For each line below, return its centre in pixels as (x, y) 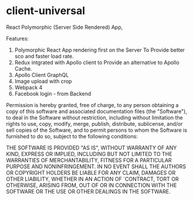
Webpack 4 (28, 87)
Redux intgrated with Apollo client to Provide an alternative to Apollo (97, 62)
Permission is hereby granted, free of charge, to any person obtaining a (92, 105)
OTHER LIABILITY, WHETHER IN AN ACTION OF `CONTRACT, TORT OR (92, 179)
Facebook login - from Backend (53, 94)
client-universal (45, 11)
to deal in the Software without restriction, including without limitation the (94, 117)
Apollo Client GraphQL (42, 75)
